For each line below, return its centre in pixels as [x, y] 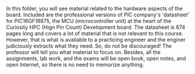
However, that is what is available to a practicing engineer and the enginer [96, 40]
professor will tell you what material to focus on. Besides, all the [83, 52]
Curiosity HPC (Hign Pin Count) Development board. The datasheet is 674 [96, 27]
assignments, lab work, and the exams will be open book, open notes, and [96, 58]
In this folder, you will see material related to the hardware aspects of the [95, 9]
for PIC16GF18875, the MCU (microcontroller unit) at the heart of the [89, 21]
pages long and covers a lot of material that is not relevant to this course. [95, 33]
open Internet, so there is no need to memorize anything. [75, 65]
